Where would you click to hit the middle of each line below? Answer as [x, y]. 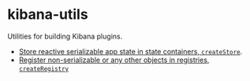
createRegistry [44, 68]
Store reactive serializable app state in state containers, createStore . [131, 51]
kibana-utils [48, 15]
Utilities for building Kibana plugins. [65, 36]
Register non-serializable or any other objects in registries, [114, 60]
